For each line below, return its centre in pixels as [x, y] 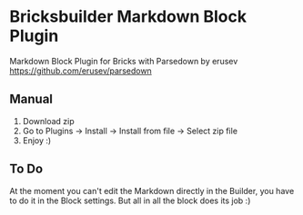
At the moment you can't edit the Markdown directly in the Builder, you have [152, 191]
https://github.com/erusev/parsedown [81, 71]
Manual [31, 99]
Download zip [48, 121]
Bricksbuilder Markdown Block [128, 17]
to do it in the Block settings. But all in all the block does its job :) [130, 200]
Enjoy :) [37, 140]
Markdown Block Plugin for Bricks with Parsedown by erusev [124, 61]
